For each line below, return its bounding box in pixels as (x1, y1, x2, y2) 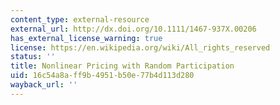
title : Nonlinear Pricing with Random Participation (10, 61, 235, 71)
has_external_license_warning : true (10, 33, 163, 43)
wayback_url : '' (10, 80, 78, 90)
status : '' (10, 52, 56, 62)
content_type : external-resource (10, 14, 150, 25)
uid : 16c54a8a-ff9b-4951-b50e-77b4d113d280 (10, 71, 195, 81)
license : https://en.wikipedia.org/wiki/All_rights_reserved (10, 42, 271, 53)
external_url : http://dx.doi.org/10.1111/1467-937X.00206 (10, 24, 257, 34)
